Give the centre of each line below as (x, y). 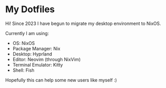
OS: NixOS (24, 43)
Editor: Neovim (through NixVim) (47, 59)
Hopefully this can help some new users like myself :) (61, 80)
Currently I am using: (27, 33)
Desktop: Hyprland (32, 54)
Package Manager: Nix (37, 48)
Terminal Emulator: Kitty (38, 65)
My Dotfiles (30, 9)
